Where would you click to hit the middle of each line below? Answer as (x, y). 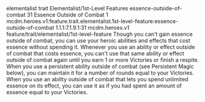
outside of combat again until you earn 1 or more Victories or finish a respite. (103, 60)
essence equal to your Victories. (47, 92)
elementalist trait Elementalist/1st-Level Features (67, 8)
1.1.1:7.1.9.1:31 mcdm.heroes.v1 (92, 28)
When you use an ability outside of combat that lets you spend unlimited (97, 79)
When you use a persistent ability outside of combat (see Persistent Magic (100, 66)
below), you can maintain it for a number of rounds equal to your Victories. (100, 73)
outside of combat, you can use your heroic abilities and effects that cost (99, 40)
